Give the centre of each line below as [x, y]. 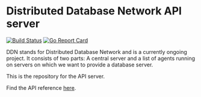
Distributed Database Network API [94, 11]
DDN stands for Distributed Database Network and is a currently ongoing [97, 51]
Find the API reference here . [41, 87]
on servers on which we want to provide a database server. [80, 65]
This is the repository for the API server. [56, 76]
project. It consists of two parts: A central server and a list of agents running [101, 58]
